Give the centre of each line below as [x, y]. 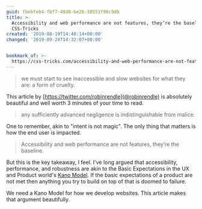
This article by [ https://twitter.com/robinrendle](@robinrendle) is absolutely [99, 96]
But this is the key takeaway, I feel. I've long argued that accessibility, [92, 162]
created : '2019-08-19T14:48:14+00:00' [55, 34]
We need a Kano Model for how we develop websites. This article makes [96, 193]
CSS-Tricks [25, 29]
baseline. [32, 150]
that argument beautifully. [38, 199]
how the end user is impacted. [44, 132]
